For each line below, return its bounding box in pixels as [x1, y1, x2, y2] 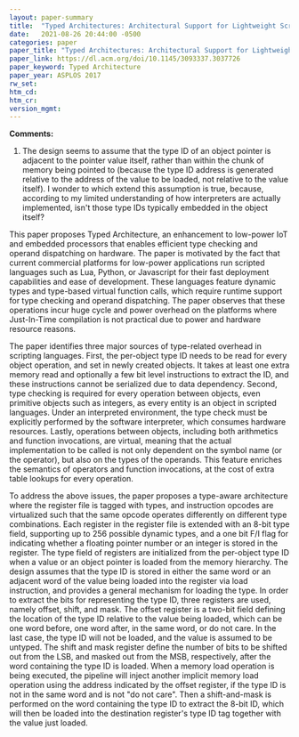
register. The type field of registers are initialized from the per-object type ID [9, 547, 290, 558]
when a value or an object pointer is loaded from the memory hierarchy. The [9, 557, 289, 568]
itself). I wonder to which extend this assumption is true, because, [21, 183, 264, 194]
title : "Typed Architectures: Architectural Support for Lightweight [9, 21, 277, 30]
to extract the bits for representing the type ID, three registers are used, [9, 595, 271, 605]
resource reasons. [9, 324, 77, 335]
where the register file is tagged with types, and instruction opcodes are [9, 500, 274, 511]
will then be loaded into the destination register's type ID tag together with [9, 709, 282, 719]
